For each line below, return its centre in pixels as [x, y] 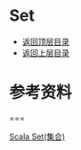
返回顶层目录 [45, 41]
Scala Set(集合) [37, 137]
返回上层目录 [45, 53]
